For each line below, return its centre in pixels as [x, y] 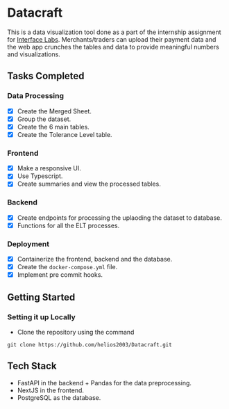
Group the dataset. [44, 119]
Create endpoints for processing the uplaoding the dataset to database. [119, 218]
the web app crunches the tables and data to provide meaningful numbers [113, 47]
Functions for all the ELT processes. [68, 225]
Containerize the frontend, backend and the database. [95, 259]
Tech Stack [32, 366]
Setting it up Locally [42, 316]
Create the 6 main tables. [53, 127]
